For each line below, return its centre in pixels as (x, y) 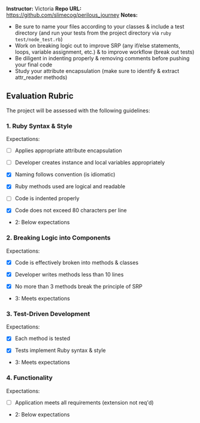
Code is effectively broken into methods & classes (77, 262)
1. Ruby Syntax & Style (40, 126)
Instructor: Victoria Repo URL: (44, 9)
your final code (34, 65)
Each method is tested (43, 338)
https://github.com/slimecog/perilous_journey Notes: (72, 15)
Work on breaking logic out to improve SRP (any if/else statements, (98, 45)
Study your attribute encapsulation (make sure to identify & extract (97, 71)
